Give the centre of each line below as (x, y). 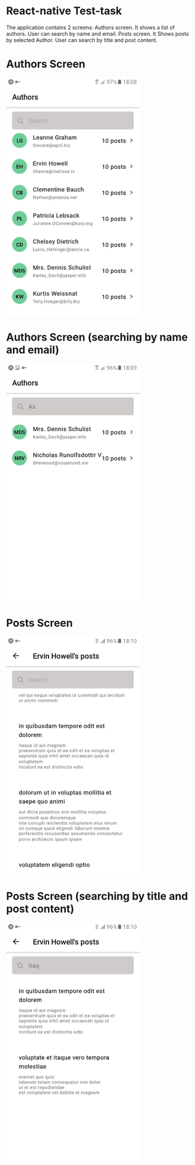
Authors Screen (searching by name (97, 337)
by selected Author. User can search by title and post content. (82, 40)
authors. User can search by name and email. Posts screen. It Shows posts (97, 33)
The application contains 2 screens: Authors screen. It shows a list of (90, 27)
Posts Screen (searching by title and (97, 896)
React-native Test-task (64, 11)
